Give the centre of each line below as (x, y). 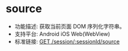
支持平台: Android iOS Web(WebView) (62, 34)
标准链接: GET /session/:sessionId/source (67, 41)
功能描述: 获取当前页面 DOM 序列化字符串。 (70, 26)
